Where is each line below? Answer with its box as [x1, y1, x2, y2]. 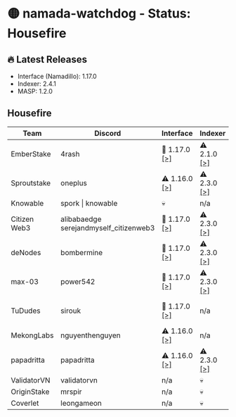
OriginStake [11, 387, 50, 397]
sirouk [60, 306, 81, 316]
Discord [94, 128, 122, 138]
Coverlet [11, 398, 39, 408]
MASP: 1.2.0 [17, 87, 53, 95]
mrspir [60, 387, 82, 397]
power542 [60, 276, 96, 286]
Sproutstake [11, 178, 51, 187]
